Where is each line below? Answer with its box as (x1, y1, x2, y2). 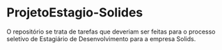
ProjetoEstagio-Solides (6, 5, 143, 21)
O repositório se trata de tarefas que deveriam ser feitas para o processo (6, 27, 216, 36)
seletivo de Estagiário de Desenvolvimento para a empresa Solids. (6, 34, 196, 42)
